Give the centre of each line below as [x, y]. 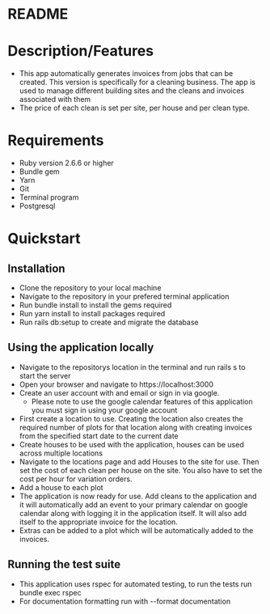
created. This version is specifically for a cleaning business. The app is [137, 83]
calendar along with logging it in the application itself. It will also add [133, 513]
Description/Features [81, 51]
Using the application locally [81, 347]
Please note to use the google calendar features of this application [142, 401]
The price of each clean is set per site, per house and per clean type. [134, 108]
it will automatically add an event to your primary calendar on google [133, 504]
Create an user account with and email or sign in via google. [119, 392]
